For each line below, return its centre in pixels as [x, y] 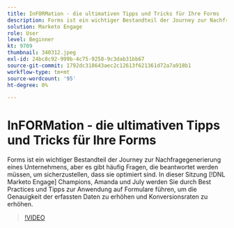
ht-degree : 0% [28, 85]
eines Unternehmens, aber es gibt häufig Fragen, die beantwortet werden [113, 167]
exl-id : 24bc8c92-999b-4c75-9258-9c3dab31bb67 [76, 59]
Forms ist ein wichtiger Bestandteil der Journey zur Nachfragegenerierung [114, 160]
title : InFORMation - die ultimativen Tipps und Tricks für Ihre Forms [113, 14]
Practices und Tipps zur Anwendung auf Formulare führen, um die [102, 190]
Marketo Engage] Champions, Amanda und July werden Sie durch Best [109, 182]
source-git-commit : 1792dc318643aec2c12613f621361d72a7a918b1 [99, 66]
